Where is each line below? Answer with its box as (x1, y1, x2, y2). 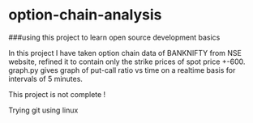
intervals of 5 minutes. (8, 74, 84, 83)
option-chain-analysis (8, 6, 162, 24)
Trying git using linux (8, 105, 79, 115)
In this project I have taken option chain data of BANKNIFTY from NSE (8, 48, 242, 57)
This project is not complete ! (8, 89, 106, 99)
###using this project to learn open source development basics (8, 32, 221, 42)
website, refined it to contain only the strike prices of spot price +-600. (8, 57, 246, 66)
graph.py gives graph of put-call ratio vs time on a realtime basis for (8, 65, 236, 74)
